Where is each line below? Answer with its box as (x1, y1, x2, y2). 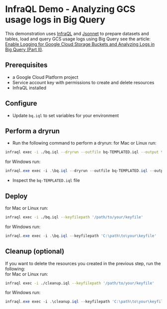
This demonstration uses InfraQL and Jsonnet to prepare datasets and (5, 30, 149, 36)
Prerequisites (5, 61, 48, 69)
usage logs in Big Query (5, 14, 105, 25)
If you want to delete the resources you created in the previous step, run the (5, 260, 161, 266)
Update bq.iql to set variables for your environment (12, 112, 119, 118)
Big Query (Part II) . (5, 46, 44, 52)
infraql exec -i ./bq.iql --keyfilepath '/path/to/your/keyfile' (5, 214, 143, 220)
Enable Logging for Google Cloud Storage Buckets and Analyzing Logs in (5, 41, 155, 47)
